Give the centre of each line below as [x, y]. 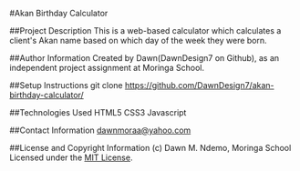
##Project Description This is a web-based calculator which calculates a [145, 30]
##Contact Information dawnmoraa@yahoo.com [100, 130]
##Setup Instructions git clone [66, 85]
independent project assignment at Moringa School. [107, 68]
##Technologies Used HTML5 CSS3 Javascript [98, 112]
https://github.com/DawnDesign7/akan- [200, 85]
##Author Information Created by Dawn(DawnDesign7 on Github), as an [145, 58]
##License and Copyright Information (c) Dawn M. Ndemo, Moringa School [150, 148]
